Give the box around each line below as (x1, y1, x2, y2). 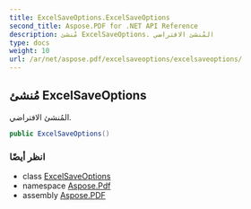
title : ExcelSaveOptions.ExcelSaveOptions (9, 13, 170, 22)
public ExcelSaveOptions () (9, 129, 110, 138)
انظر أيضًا (9, 150, 46, 162)
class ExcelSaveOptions (22, 170, 111, 181)
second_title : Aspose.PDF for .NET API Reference (9, 22, 199, 30)
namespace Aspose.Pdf (22, 180, 111, 191)
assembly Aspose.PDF (22, 189, 106, 200)
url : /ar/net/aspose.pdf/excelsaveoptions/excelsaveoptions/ (9, 55, 243, 64)
